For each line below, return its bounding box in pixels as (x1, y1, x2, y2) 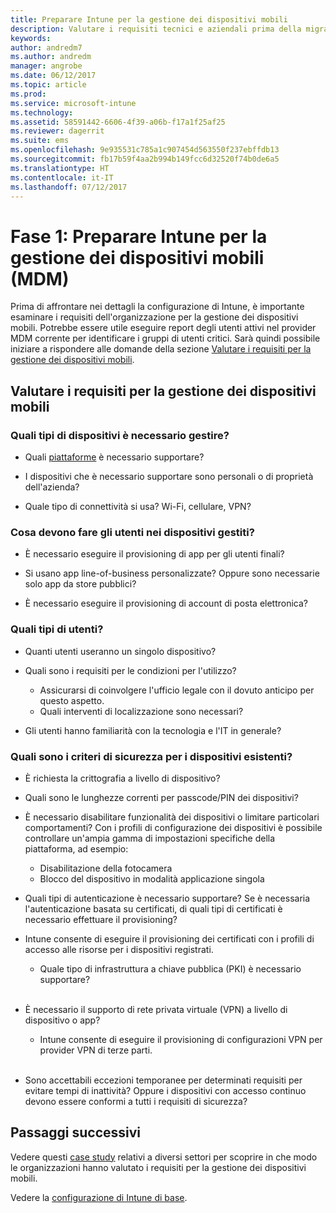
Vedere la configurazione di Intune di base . (10, 1191, 188, 1203)
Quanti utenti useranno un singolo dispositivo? (24, 645, 217, 657)
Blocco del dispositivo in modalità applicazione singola (39, 872, 265, 885)
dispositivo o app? (24, 1014, 101, 1026)
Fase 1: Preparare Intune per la (10, 225, 268, 248)
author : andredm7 (10, 42, 83, 53)
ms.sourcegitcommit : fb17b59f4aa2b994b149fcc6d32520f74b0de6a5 (10, 154, 280, 164)
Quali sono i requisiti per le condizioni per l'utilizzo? (24, 664, 237, 676)
